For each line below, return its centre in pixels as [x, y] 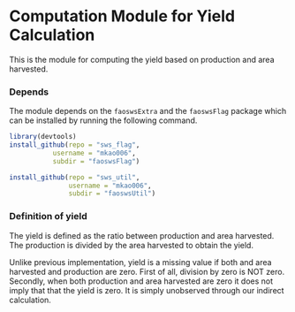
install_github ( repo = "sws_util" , [75, 177]
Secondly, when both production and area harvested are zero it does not [141, 281]
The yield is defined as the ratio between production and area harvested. [142, 235]
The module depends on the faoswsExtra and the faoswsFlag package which [148, 111]
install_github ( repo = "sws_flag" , [75, 145]
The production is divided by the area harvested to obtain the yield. [132, 245]
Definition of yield [48, 217]
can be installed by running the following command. [103, 120]
